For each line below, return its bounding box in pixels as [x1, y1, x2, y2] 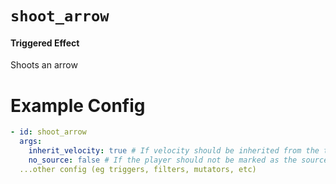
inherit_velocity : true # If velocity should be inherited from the [28, 146, 320, 156]
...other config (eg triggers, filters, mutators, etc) [19, 164, 257, 174]
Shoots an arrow [10, 59, 78, 71]
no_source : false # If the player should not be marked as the [28, 155, 298, 165]
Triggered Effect [10, 37, 80, 49]
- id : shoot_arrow [10, 127, 87, 137]
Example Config [10, 94, 146, 117]
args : [19, 137, 43, 147]
